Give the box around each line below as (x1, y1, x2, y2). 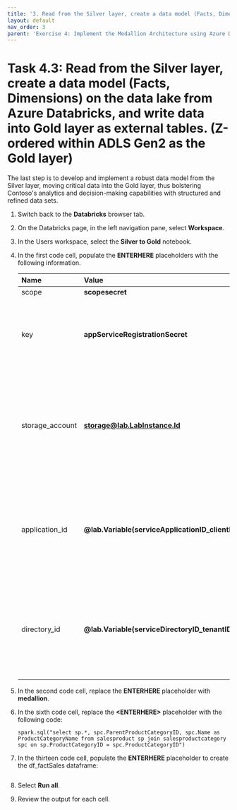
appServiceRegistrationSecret (83, 330, 188, 340)
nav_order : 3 (7, 23, 46, 30)
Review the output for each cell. (17, 795, 111, 804)
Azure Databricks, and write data (7, 105, 205, 121)
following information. (17, 258, 81, 267)
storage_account (20, 421, 78, 431)
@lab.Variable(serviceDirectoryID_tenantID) (83, 624, 235, 634)
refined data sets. (7, 196, 59, 205)
